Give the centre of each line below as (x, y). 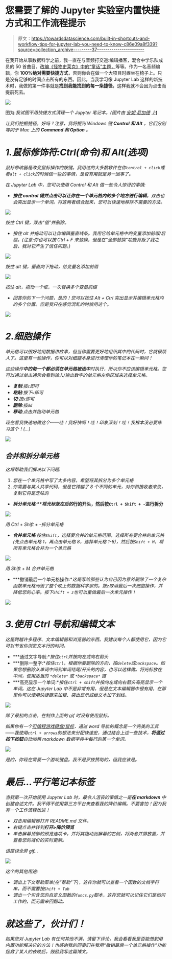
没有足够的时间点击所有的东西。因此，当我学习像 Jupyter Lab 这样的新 (84, 79)
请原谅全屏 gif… (22, 851)
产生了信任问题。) (53, 246)
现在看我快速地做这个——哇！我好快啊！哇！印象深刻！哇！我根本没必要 (81, 422)
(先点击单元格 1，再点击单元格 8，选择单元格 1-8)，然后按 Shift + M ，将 (88, 541)
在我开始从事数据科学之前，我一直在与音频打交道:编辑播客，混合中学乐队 (82, 60)
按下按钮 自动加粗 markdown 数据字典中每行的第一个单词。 (67, 739)
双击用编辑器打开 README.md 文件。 (52, 820)
